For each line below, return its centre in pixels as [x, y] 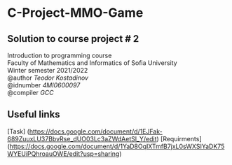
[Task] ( [19, 131]
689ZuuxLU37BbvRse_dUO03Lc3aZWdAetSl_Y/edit [82, 138]
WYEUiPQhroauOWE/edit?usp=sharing [63, 153]
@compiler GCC [30, 93]
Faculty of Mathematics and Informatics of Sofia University [92, 63]
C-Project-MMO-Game [75, 13]
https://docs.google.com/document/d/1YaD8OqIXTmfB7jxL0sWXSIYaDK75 [117, 146]
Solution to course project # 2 [73, 39]
